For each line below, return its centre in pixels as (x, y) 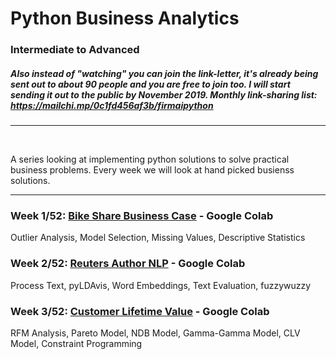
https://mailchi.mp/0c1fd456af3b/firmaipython (112, 105)
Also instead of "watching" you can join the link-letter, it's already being (164, 73)
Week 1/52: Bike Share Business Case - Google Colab (142, 215)
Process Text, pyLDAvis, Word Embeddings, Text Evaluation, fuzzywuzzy (161, 285)
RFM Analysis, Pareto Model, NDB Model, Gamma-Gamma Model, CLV (155, 333)
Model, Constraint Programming (76, 343)
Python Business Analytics (125, 18)
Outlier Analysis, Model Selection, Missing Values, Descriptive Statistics (158, 238)
